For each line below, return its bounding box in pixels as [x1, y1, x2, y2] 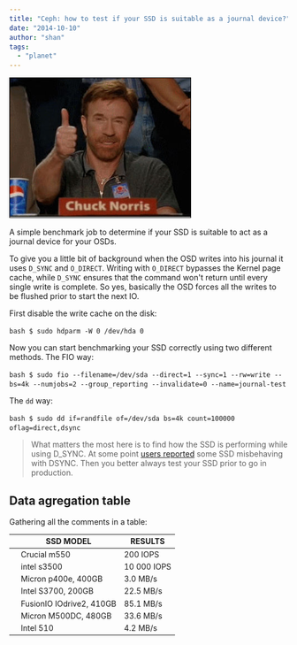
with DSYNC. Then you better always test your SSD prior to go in [30, 458, 267, 469]
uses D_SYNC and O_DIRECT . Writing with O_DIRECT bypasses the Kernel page [9, 263, 281, 273]
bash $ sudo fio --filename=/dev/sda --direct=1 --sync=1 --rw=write [9, 371, 271, 380]
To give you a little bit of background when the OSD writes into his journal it [9, 253, 284, 265]
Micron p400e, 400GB [20, 573, 103, 584]
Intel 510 [20, 623, 55, 633]
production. [30, 467, 73, 478]
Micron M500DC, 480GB [20, 610, 112, 621]
